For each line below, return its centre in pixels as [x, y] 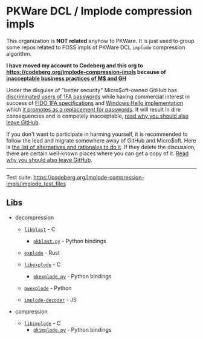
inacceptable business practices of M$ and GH [66, 78]
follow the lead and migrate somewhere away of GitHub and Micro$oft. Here [101, 140]
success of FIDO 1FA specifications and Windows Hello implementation [95, 103]
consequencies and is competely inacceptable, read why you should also [98, 116]
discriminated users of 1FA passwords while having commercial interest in [98, 96]
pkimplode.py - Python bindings [72, 329]
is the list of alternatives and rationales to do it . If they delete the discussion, [101, 147]
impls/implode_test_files [36, 184]
